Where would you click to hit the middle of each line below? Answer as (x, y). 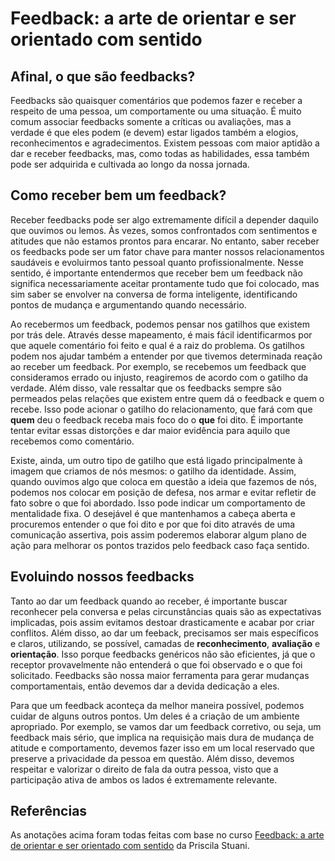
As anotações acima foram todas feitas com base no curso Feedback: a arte (167, 835)
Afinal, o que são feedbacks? (103, 76)
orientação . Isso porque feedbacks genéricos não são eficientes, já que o (163, 654)
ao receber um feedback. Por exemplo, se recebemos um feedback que (158, 366)
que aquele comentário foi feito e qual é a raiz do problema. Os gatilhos (157, 345)
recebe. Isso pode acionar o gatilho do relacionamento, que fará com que (161, 409)
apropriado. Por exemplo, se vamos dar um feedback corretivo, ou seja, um (166, 726)
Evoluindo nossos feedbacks (102, 577)
